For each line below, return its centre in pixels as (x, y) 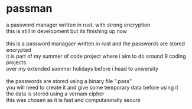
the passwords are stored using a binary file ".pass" (69, 81)
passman (29, 9)
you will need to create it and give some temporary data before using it (92, 87)
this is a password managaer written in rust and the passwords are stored (95, 44)
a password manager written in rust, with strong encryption (78, 25)
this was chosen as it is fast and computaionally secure (73, 100)
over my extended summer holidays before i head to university (82, 68)
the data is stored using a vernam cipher (55, 94)
